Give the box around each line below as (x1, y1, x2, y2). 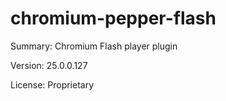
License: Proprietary (10, 78, 95, 91)
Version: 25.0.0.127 (10, 59, 88, 71)
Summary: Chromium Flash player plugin (10, 40, 178, 52)
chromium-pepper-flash (10, 7, 217, 30)
